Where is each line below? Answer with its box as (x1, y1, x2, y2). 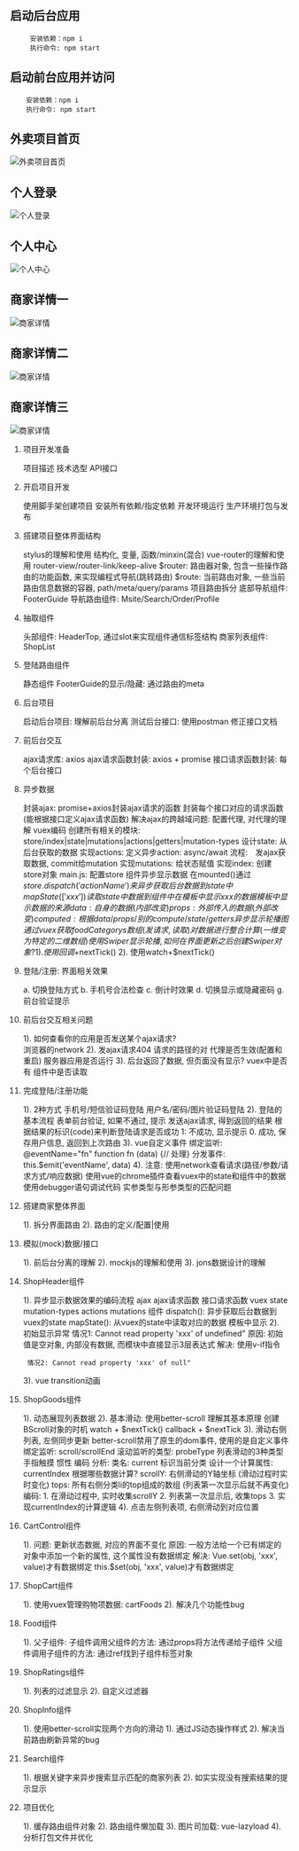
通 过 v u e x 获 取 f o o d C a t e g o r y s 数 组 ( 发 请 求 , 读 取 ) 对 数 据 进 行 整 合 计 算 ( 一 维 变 (22, 924, 287, 935)
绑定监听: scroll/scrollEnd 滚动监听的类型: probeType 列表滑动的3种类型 (22, 1446, 284, 1456)
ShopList (22, 641, 56, 652)
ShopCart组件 (22, 1580, 74, 1590)
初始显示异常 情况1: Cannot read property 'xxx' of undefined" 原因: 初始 (22, 1328, 284, 1338)
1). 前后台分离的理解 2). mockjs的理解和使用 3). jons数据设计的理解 (22, 1257, 266, 1267)
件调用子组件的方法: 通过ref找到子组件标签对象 (22, 1648, 194, 1659)
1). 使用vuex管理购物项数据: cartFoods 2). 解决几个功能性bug (22, 1599, 245, 1610)
